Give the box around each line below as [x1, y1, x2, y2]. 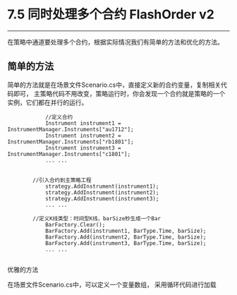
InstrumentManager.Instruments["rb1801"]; [7, 138, 134, 145]
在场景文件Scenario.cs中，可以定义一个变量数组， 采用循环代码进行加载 [7, 280, 217, 289]
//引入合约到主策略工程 [32, 176, 92, 183]
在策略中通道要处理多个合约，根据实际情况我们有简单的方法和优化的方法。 [7, 37, 224, 46]
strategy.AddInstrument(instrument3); [44, 195, 159, 202]
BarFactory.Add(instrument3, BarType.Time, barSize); [44, 239, 207, 247]
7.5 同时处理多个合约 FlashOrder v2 [7, 6, 215, 23]
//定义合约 [44, 114, 73, 121]
